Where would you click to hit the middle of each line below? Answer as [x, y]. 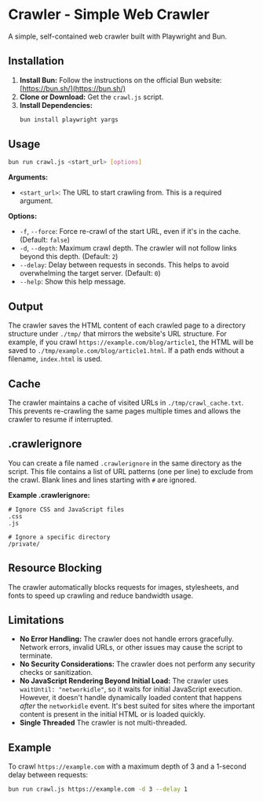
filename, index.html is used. [55, 359]
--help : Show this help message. [73, 282]
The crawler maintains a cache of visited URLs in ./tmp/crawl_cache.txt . [126, 402]
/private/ [24, 544]
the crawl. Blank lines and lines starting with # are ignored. [102, 480]
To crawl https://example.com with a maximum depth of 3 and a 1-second [128, 766]
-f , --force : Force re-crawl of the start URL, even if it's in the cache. [130, 232]
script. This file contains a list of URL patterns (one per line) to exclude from [131, 471]
